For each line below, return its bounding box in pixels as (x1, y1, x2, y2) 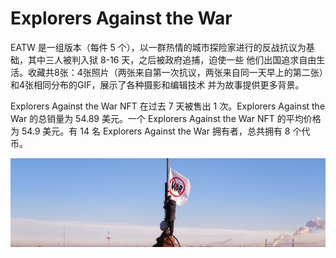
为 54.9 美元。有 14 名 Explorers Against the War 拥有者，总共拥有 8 (10, 125, 291, 137)
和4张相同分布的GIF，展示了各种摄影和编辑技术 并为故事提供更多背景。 (10, 78, 305, 91)
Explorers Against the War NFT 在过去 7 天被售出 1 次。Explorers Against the (10, 100, 326, 112)
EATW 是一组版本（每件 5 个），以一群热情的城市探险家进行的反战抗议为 (10, 41, 307, 53)
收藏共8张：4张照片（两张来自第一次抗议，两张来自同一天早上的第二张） (27, 66, 324, 78)
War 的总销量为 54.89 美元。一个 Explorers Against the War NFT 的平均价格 (10, 112, 322, 124)
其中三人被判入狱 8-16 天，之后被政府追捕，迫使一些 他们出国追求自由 (27, 53, 317, 66)
